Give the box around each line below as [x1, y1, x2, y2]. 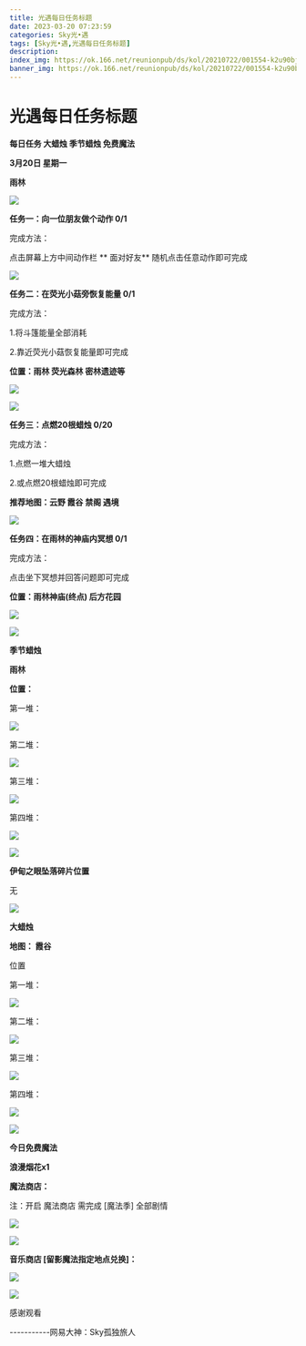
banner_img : [9, 65, 55, 74]
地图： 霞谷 [9, 940, 52, 952]
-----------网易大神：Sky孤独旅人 [9, 1326, 137, 1337]
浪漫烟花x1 [9, 1161, 50, 1172]
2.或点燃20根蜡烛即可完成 [9, 477, 107, 488]
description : [9, 47, 59, 56]
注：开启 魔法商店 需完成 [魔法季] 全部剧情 [9, 1199, 168, 1211]
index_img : [9, 56, 51, 65]
